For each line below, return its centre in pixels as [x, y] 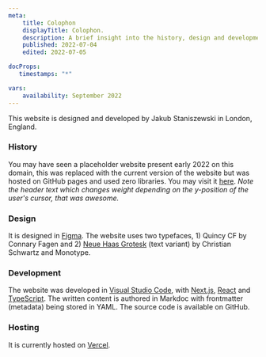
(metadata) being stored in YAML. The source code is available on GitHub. [129, 307]
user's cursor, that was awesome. [64, 198]
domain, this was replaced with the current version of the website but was [129, 173]
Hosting [24, 328]
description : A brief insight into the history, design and [123, 38]
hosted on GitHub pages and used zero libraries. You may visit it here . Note [131, 181]
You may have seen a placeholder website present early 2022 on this [121, 164]
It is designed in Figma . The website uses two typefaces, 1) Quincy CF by [127, 236]
